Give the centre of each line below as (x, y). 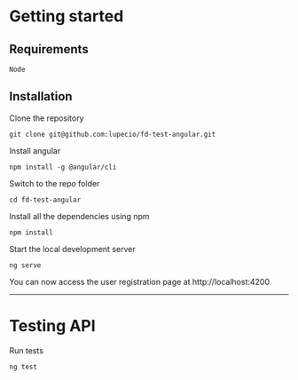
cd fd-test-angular (45, 200)
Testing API (52, 326)
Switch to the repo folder (55, 183)
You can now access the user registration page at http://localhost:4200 (140, 281)
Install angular (35, 150)
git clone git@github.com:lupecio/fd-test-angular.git (113, 134)
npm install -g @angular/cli (63, 167)
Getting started (67, 16)
